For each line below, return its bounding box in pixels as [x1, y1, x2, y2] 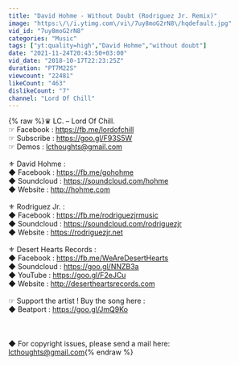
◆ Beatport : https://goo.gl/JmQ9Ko [8, 305, 129, 314]
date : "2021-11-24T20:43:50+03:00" [8, 49, 128, 57]
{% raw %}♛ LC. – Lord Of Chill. [8, 116, 115, 126]
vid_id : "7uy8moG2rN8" [8, 27, 84, 35]
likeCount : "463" [8, 79, 67, 87]
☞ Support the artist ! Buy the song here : [8, 296, 146, 306]
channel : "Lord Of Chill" [8, 94, 95, 102]
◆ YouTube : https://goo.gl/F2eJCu [8, 271, 126, 280]
